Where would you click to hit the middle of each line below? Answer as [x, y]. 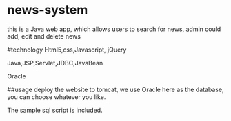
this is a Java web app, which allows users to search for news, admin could [114, 29]
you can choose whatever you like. [57, 97]
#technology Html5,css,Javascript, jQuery [67, 49]
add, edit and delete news [44, 36]
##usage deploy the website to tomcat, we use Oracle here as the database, [115, 89]
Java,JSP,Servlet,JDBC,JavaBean [55, 63]
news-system [48, 10]
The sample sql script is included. [55, 110]
